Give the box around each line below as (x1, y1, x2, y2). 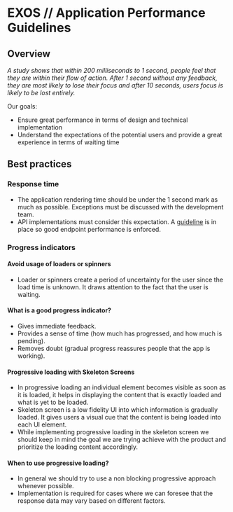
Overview (7, 48, 51, 60)
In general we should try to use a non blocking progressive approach (17, 474, 216, 483)
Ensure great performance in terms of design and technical (17, 116, 188, 124)
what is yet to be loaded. (17, 398, 89, 407)
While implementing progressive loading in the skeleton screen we (17, 428, 209, 436)
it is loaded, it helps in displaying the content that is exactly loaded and (17, 391, 222, 399)
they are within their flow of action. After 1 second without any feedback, (7, 74, 218, 82)
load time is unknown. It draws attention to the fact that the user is (17, 282, 209, 291)
